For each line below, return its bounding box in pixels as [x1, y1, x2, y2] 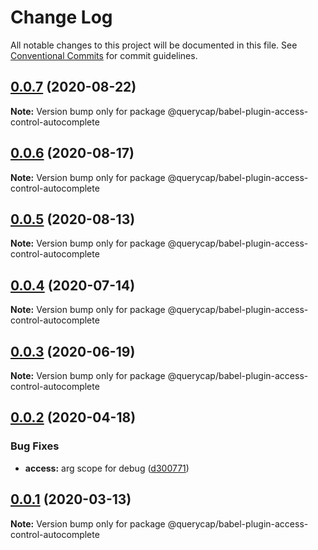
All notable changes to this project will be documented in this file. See [10, 39, 298, 51]
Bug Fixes [10, 439, 60, 453]
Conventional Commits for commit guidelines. [10, 49, 198, 61]
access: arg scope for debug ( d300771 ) [24, 462, 190, 474]
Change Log [10, 6, 113, 29]
